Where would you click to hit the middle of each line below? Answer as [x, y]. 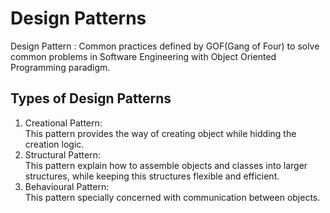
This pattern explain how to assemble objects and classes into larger [166, 165]
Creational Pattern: [63, 123]
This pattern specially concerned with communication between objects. [172, 197]
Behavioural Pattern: [67, 186]
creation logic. [54, 144]
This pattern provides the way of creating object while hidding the [160, 133]
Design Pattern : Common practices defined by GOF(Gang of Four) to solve [165, 46]
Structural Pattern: [63, 154]
